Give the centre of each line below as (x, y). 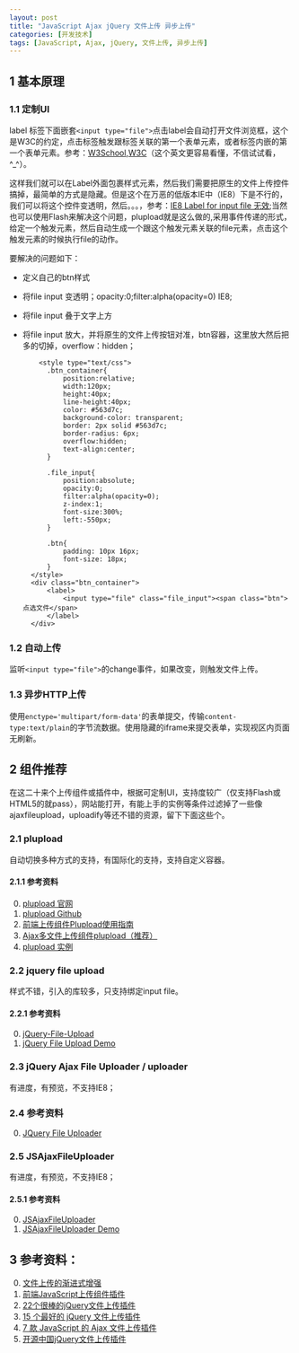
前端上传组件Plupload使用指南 (78, 924)
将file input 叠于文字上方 (67, 315)
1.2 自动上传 (35, 647)
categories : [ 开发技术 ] (51, 34)
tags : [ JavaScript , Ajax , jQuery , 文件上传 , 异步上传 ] (109, 43)
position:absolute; (99, 480)
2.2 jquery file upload (57, 971)
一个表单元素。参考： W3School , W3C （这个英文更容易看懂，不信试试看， (145, 153)
